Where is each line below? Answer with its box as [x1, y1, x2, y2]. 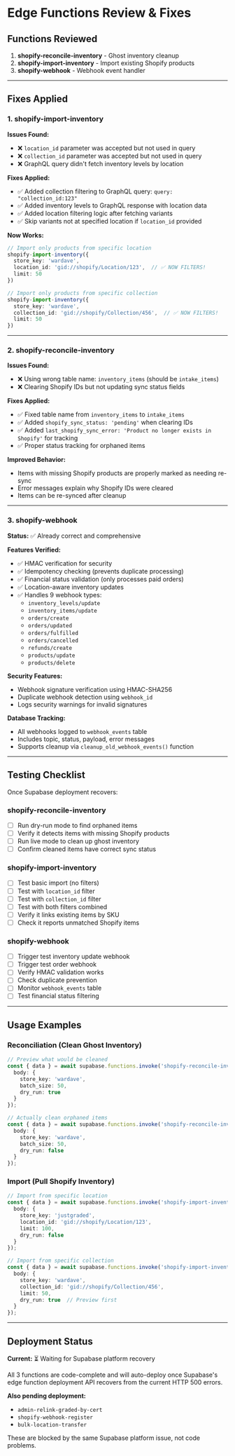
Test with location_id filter [17, 887, 96, 895]
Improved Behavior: [7, 456, 66, 464]
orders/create [27, 615, 69, 622]
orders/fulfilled [27, 630, 79, 637]
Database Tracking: [7, 714, 66, 722]
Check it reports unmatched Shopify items [17, 918, 140, 927]
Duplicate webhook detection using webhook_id [17, 693, 153, 701]
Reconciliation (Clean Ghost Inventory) [7, 1040, 142, 1049]
